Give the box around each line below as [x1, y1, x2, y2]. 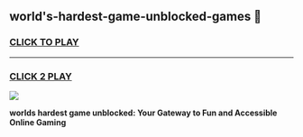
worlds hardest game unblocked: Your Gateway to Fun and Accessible [9, 107, 278, 118]
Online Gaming [9, 116, 67, 127]
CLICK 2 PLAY [9, 69, 72, 82]
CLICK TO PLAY [9, 36, 79, 49]
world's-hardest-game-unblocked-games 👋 [9, 9, 262, 24]
